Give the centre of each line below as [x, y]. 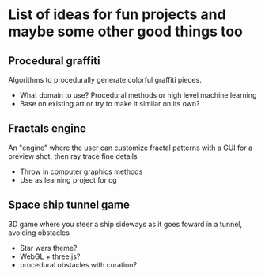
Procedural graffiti [54, 61]
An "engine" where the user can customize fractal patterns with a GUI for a [131, 148]
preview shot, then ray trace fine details [73, 156]
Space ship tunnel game [69, 205]
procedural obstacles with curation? [78, 264]
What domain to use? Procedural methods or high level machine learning [138, 95]
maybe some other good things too [125, 31]
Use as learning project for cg [68, 179]
